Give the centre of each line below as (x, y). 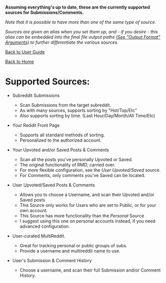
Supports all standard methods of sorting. (62, 135)
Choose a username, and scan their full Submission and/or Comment (90, 270)
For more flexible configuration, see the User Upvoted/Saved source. (90, 170)
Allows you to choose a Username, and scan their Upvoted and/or (87, 194)
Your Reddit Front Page (36, 125)
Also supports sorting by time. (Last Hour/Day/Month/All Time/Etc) (87, 115)
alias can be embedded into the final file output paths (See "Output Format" (83, 37)
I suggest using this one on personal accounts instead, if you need (87, 221)
